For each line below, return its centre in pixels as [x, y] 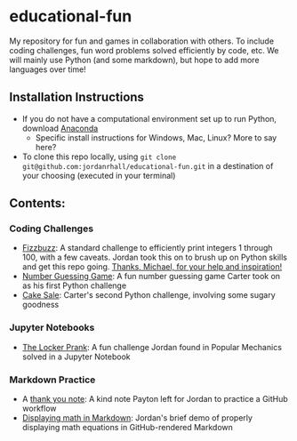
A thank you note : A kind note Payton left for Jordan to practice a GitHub [155, 399]
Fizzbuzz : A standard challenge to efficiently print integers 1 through [147, 248]
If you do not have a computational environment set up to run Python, [149, 118]
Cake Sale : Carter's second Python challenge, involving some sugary [148, 295]
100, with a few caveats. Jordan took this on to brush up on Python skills [154, 257]
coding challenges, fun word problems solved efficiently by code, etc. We [144, 50]
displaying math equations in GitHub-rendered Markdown [128, 428]
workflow [39, 409]
